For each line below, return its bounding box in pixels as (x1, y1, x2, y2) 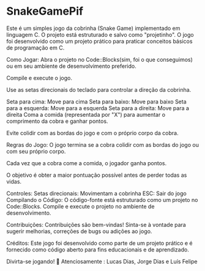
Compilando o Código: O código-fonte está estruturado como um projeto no (6, 196, 198, 203)
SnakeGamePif (6, 4, 84, 18)
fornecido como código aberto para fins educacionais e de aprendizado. (6, 246, 190, 253)
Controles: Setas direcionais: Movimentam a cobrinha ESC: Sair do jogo (6, 190, 187, 197)
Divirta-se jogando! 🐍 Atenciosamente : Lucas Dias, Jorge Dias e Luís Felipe (6, 258, 198, 265)
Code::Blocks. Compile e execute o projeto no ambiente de (6, 202, 155, 210)
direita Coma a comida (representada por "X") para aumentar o (6, 111, 166, 118)
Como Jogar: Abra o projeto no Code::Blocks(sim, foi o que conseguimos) (6, 56, 193, 63)
